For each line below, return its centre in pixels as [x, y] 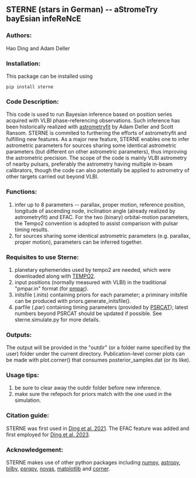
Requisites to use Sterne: [42, 257]
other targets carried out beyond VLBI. [52, 177]
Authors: [19, 36]
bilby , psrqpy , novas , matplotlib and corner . [58, 469]
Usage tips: [23, 375]
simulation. [28, 400]
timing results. [32, 229]
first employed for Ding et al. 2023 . [48, 434]
